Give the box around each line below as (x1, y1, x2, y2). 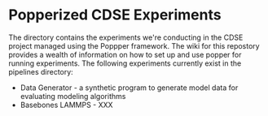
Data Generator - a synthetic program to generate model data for (20, 83, 239, 92)
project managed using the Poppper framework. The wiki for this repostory (8, 41, 260, 50)
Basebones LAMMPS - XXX (20, 100, 113, 110)
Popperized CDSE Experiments (8, 6, 222, 24)
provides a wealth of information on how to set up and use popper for (8, 49, 242, 59)
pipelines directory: (8, 67, 73, 76)
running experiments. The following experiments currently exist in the (8, 58, 242, 68)
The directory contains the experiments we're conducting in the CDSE (8, 32, 244, 42)
